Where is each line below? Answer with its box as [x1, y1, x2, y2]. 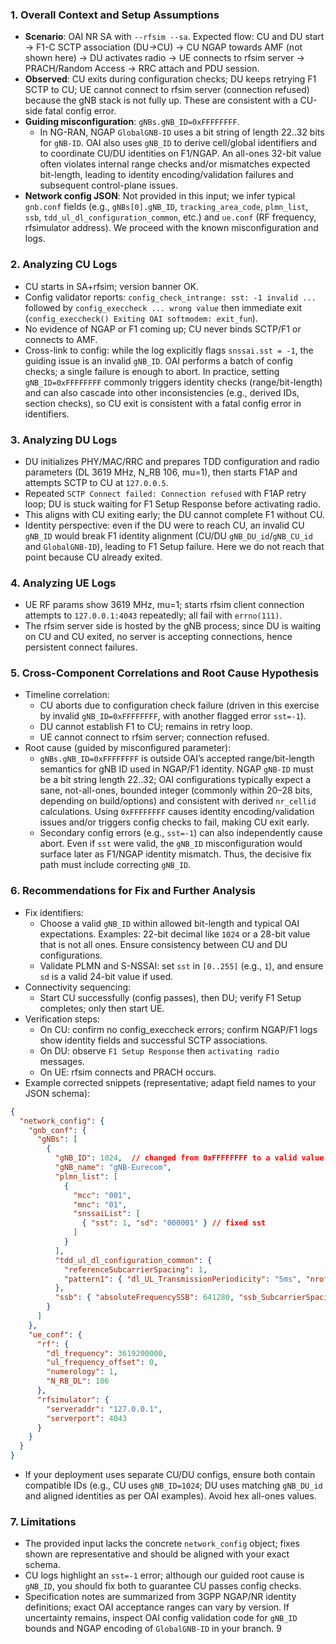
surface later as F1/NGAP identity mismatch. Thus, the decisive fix [39, 848, 312, 860]
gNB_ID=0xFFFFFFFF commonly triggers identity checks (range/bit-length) [24, 376, 323, 388]
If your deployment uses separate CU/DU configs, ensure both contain [24, 1469, 316, 1481]
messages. [39, 1055, 85, 1067]
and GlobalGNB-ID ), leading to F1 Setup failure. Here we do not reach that [24, 540, 325, 552]
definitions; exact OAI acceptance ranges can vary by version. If [24, 1601, 290, 1613]
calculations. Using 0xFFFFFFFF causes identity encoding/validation [39, 806, 315, 818]
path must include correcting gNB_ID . [39, 859, 192, 871]
